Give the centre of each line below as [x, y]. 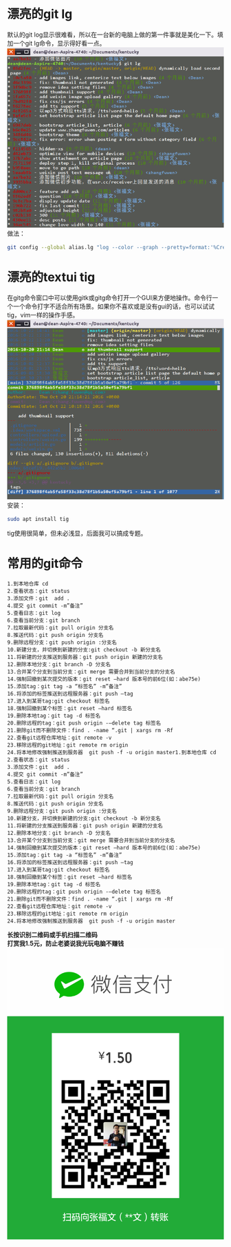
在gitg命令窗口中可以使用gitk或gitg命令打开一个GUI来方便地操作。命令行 [110, 297]
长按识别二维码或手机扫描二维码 [52, 934]
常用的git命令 [45, 564]
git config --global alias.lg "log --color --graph [82, 248]
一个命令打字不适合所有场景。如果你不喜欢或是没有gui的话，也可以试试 [114, 306]
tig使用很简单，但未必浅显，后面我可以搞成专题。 [77, 533]
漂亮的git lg [40, 14]
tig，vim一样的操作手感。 [43, 315]
